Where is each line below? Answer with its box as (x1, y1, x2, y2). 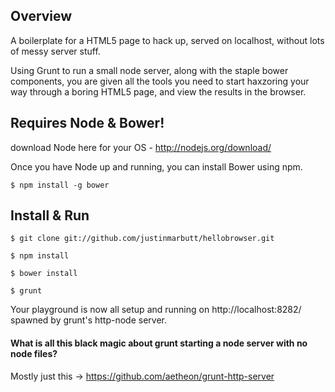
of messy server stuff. (10, 45, 101, 57)
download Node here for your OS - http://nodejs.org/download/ (10, 141, 272, 153)
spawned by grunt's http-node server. (10, 314, 167, 326)
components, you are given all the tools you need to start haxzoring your (10, 75, 310, 87)
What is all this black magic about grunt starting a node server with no (10, 337, 308, 349)
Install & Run (10, 207, 90, 224)
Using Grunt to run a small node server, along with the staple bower (10, 64, 289, 76)
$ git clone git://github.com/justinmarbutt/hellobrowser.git (10, 234, 275, 244)
